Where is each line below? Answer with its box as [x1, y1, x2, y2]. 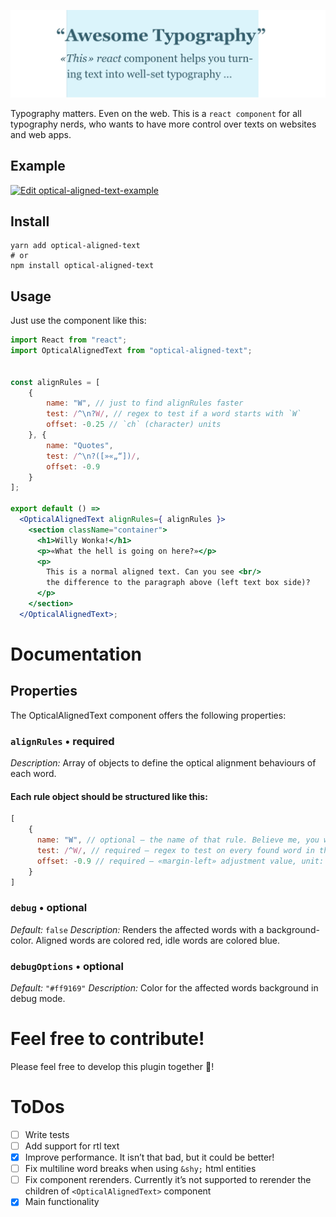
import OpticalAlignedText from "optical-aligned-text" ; [10, 346, 253, 356]
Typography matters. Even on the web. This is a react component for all [10, 107, 302, 119]
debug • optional [10, 901, 88, 915]
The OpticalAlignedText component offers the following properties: [10, 709, 287, 721]
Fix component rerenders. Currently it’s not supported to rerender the [24, 1174, 312, 1186]
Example [10, 158, 66, 175]
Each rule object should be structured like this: [10, 790, 208, 802]
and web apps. [10, 128, 72, 140]
